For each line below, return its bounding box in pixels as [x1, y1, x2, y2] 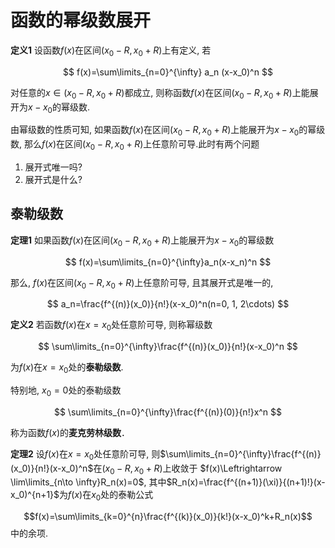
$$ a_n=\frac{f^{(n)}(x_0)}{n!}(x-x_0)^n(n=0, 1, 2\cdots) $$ [46, 298, 290, 310]
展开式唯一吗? [24, 161, 83, 173]
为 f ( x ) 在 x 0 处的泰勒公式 [59, 489, 154, 503]
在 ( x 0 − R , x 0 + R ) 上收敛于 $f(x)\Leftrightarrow [93, 462, 283, 476]
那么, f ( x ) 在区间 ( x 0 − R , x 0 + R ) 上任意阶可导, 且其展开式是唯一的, [10, 276, 274, 291]
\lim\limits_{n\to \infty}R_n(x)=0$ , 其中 [10, 476, 167, 488]
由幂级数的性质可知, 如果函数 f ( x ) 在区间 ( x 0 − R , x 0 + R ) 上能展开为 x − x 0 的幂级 [10, 124, 326, 138]
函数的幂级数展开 [10, 9, 152, 32]
